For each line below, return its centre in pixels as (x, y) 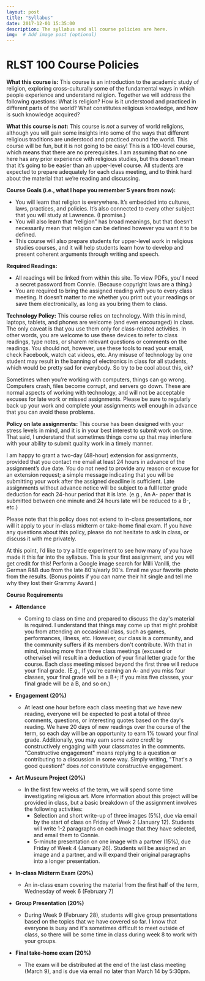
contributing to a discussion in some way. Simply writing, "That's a (108, 759)
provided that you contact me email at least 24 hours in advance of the (96, 462)
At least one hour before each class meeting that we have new (103, 707)
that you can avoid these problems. (51, 412)
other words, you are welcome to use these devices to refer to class (92, 335)
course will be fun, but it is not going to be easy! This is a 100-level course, (101, 146)
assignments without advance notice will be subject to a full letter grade (97, 488)
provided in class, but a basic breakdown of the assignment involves (111, 803)
